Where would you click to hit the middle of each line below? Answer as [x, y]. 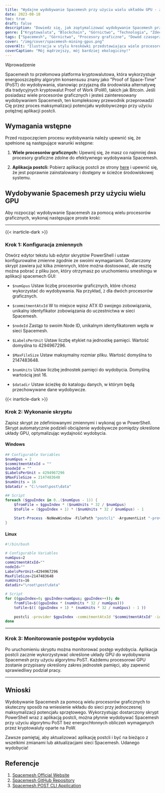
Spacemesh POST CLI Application [47, 786]
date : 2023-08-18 [23, 14]
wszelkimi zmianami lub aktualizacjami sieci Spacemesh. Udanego [72, 743]
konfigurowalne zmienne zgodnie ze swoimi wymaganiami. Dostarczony [78, 261]
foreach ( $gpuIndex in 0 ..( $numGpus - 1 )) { [51, 500]
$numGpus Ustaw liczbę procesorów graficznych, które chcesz [74, 286]
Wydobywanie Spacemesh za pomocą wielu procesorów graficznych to [78, 702]
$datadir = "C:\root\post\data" [38, 487]
